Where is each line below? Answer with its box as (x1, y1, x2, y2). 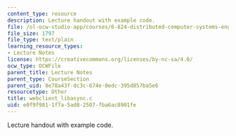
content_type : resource (7, 10, 77, 18)
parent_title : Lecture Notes (7, 69, 93, 76)
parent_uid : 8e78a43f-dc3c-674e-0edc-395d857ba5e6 (7, 82, 159, 89)
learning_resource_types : (7, 43, 83, 50)
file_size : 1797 (7, 29, 55, 37)
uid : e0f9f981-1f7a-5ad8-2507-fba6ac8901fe (7, 102, 137, 109)
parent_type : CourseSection (7, 75, 90, 83)
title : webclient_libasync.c (7, 95, 93, 102)
